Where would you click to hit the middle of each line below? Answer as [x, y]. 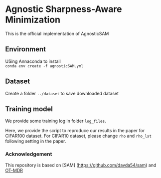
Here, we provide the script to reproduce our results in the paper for [75, 131]
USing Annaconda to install [33, 61]
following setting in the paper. [36, 141]
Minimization [33, 20]
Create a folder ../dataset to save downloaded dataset [62, 93]
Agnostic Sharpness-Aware [64, 9]
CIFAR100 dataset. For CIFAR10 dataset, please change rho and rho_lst [79, 136]
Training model [29, 109]
